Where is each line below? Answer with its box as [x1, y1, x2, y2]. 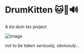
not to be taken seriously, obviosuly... [5, 42, 80, 48]
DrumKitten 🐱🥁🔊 [5, 4, 79, 16]
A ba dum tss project [5, 23, 47, 30]
